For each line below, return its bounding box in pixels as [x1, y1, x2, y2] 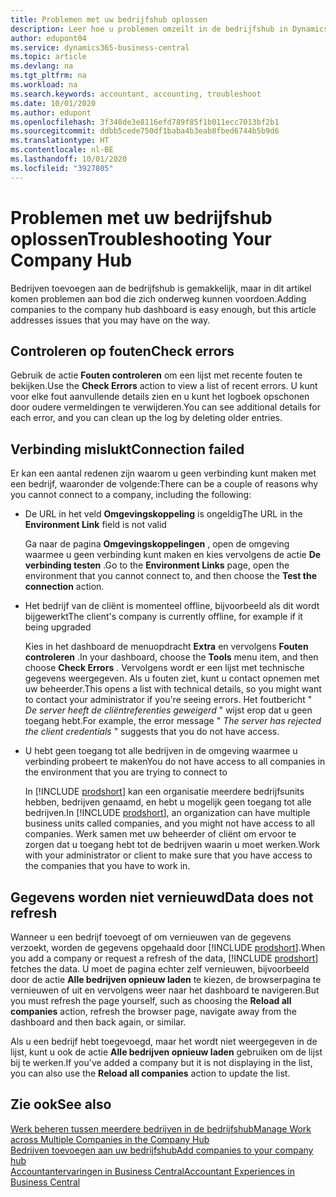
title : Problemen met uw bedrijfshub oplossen [10, 14, 208, 25]
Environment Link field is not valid [24, 519, 167, 531]
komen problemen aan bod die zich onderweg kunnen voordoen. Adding [10, 292, 307, 305]
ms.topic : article [10, 52, 87, 62]
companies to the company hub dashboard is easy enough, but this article [10, 303, 317, 315]
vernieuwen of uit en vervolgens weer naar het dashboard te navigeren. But [10, 984, 320, 996]
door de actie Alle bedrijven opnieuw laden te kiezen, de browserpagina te [10, 974, 322, 985]
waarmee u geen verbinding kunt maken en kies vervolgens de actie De [24, 549, 322, 561]
